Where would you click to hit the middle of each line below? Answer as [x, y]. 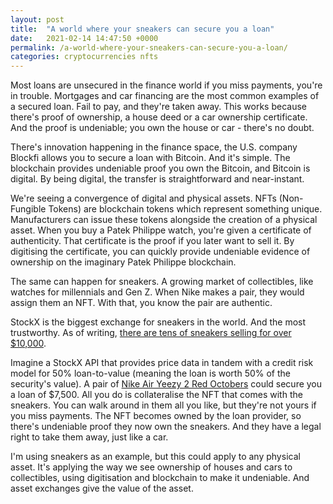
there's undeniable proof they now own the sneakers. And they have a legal [166, 427]
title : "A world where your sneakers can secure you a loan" [142, 29]
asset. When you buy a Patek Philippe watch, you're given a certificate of [161, 230]
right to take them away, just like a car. [89, 437]
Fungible [28, 209]
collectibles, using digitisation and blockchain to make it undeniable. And [160, 478]
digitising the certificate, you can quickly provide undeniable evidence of [160, 252]
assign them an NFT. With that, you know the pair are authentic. [141, 303]
